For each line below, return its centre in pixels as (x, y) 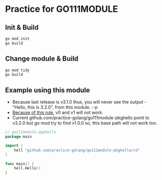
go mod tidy (17, 70)
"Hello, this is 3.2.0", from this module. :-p (55, 107)
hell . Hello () (27, 168)
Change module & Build (42, 59)
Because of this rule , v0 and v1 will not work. (58, 113)
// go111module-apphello (31, 132)
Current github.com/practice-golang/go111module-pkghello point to (81, 118)
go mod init (17, 39)
